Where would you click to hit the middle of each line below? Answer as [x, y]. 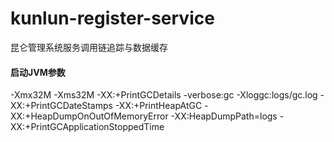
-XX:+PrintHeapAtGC [158, 106]
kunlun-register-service [112, 18]
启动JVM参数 [38, 72]
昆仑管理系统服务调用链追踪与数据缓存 [89, 47]
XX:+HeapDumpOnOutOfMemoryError [89, 116]
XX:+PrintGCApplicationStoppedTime [87, 127]
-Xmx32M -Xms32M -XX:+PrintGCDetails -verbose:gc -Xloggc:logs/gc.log [164, 95]
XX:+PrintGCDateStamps [61, 106]
